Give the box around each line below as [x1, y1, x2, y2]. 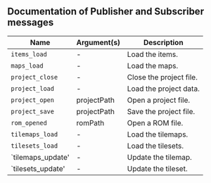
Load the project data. [127, 84, 200, 94]
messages [7, 17, 54, 29]
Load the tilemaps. [127, 130, 188, 139]
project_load [11, 84, 55, 92]
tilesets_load [11, 141, 58, 150]
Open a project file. [127, 95, 191, 105]
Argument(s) [76, 37, 121, 47]
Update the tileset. [127, 163, 188, 173]
